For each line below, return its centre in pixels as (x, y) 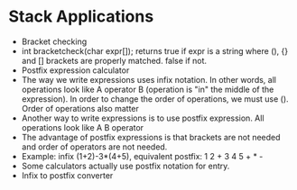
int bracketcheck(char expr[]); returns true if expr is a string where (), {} (155, 50)
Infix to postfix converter (67, 175)
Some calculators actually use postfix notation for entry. (125, 166)
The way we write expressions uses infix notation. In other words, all (149, 79)
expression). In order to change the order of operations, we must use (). (155, 99)
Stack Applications (81, 17)
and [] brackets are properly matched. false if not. (114, 60)
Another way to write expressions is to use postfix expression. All (143, 118)
